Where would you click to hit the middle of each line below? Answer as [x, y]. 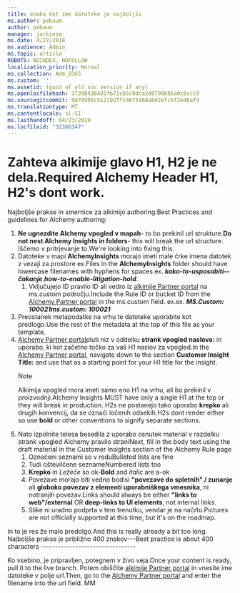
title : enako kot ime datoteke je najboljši [75, 14]
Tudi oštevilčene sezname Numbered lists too [95, 465]
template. [32, 332]
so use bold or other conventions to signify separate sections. [109, 420]
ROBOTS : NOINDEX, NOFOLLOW [47, 61]
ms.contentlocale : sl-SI [44, 113]
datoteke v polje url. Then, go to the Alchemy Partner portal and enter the [114, 576]
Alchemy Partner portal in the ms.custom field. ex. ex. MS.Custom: [126, 302]
